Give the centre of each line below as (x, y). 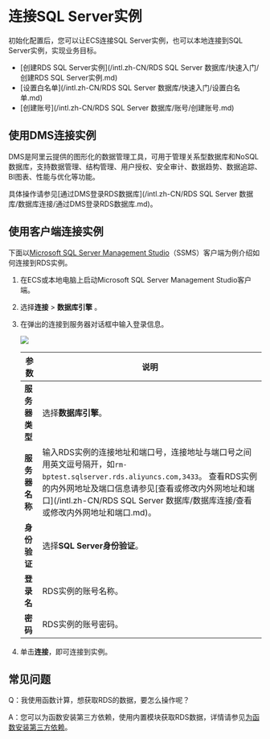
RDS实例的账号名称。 (82, 591)
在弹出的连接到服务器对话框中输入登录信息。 (94, 324)
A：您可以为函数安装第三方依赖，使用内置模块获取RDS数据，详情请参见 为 (131, 717)
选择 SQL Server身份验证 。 (92, 546)
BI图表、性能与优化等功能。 (54, 176)
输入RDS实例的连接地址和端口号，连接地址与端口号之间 (147, 452)
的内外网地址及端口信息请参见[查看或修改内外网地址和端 (148, 488)
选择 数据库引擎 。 (74, 413)
